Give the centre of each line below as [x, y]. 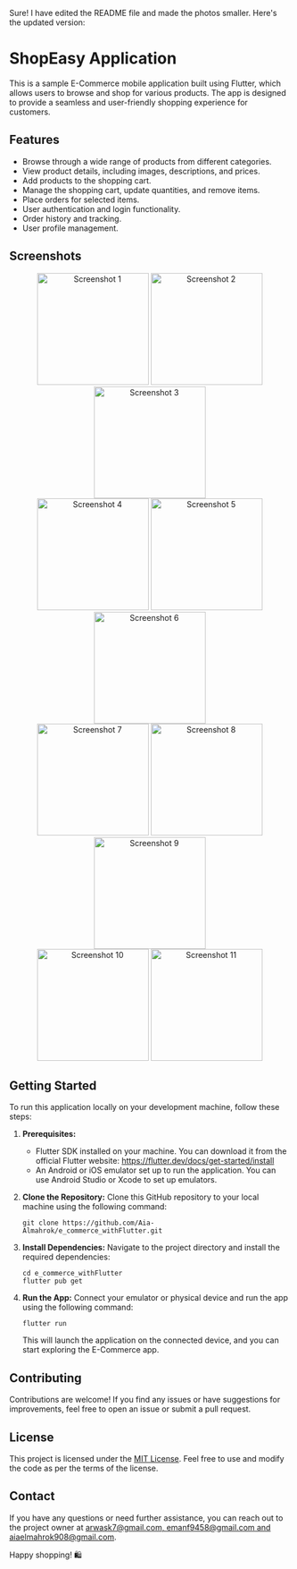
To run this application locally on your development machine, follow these [144, 1107]
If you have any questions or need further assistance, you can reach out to [146, 1518]
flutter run [44, 1324]
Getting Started [53, 1086]
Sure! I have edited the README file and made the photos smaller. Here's [143, 13]
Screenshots [45, 256]
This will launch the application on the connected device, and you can [150, 1340]
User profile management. [70, 228]
